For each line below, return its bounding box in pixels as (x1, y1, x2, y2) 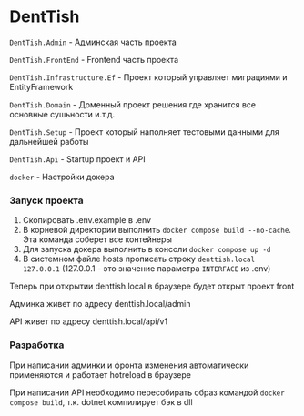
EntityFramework (9, 81, 74, 92)
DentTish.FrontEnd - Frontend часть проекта (9, 54, 179, 65)
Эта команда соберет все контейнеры (22, 234, 173, 245)
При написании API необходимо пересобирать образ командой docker (9, 387, 285, 398)
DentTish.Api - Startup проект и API (9, 153, 146, 165)
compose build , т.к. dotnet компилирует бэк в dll (9, 396, 193, 407)
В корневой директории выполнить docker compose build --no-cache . (22, 225, 291, 236)
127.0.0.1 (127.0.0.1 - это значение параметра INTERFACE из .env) (22, 263, 271, 274)
